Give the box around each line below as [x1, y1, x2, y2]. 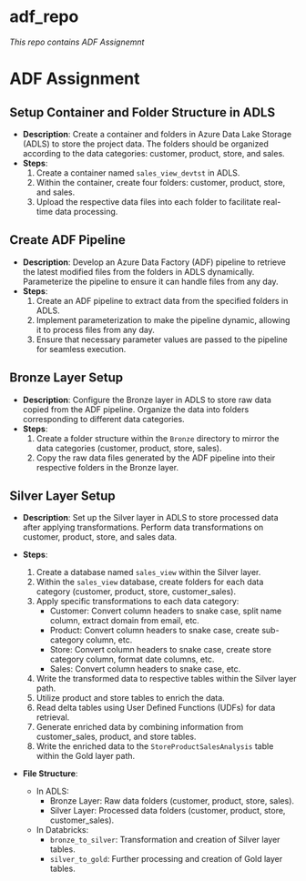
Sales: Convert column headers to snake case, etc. [49, 663, 241, 674]
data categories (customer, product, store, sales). [36, 442, 222, 453]
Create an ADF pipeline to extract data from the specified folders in [36, 295, 289, 306]
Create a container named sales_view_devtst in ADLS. [36, 167, 240, 178]
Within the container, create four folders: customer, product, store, [36, 177, 286, 187]
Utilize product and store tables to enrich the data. [36, 693, 225, 704]
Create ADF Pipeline [9, 232, 126, 248]
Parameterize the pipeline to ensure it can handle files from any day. [22, 276, 280, 287]
